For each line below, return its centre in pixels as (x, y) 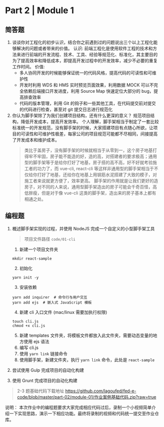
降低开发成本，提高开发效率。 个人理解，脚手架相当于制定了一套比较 (90, 122)
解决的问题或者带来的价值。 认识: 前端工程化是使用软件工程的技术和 (84, 48)
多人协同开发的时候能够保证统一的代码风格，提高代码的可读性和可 (86, 73)
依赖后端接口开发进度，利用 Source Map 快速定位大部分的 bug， (89, 91)
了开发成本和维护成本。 (36, 140)
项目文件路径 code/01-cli (50, 239)
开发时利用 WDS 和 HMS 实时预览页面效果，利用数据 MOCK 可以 (84, 85)
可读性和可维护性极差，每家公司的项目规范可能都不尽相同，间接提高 (89, 134)
